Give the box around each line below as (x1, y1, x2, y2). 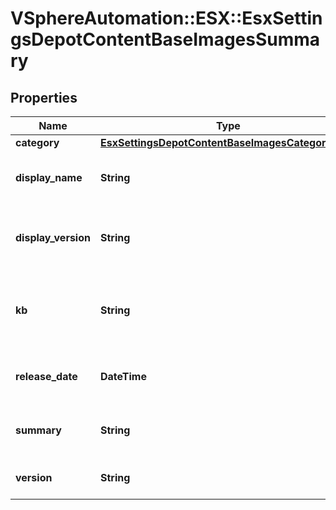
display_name (15, 171, 83, 184)
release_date (15, 370, 78, 383)
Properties (10, 89, 78, 106)
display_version (15, 231, 91, 244)
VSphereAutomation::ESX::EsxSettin (10, 7, 323, 30)
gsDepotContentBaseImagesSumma (10, 28, 321, 51)
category (15, 136, 60, 149)
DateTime (99, 370, 147, 383)
